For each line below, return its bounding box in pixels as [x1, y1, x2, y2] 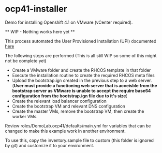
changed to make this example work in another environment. [5, 128, 126, 134]
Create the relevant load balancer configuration [12, 98, 107, 104]
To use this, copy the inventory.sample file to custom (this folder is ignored [5, 137, 154, 143]
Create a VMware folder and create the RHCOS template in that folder [12, 67, 151, 73]
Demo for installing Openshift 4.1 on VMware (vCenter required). [5, 19, 133, 25]
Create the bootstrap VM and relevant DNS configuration [12, 103, 126, 109]
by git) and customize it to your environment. [5, 142, 94, 148]
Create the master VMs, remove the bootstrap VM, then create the [12, 108, 144, 114]
